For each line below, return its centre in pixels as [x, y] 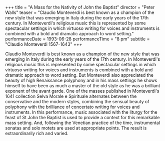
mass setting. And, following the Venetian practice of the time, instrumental [82, 123]
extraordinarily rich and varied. [37, 133]
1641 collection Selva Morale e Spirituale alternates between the [71, 96]
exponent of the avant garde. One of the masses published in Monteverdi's [82, 91]
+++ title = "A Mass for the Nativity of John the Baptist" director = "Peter [80, 7]
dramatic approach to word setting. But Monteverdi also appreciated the [79, 75]
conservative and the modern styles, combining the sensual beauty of [77, 101]
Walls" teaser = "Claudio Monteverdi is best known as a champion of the [80, 12]
